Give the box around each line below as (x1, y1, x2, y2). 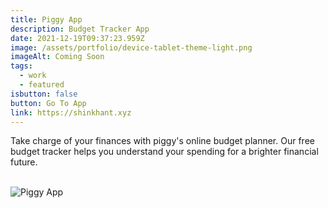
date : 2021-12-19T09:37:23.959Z (10, 33, 145, 43)
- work (19, 71, 47, 81)
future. (10, 156, 38, 168)
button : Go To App (10, 98, 87, 108)
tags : (10, 61, 33, 71)
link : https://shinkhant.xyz (10, 107, 132, 118)
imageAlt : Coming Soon (10, 52, 105, 62)
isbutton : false (10, 89, 78, 99)
